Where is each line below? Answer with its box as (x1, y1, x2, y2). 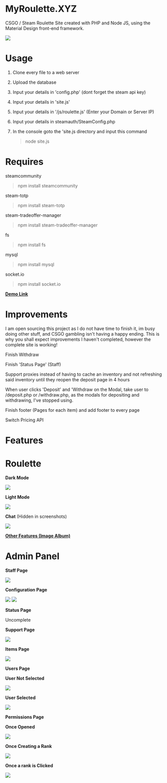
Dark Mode (5, 474, 29, 480)
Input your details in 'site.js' (12, 99, 70, 105)
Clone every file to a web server (12, 69, 79, 75)
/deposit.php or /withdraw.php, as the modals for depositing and (5, 391, 140, 398)
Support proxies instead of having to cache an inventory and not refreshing (5, 371, 162, 377)
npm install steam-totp (17, 202, 65, 208)
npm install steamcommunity (17, 182, 78, 188)
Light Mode (5, 494, 30, 500)
